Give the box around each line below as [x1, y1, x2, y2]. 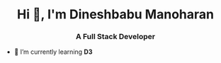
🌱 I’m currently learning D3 [13, 47, 93, 56]
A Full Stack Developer [75, 32, 156, 42]
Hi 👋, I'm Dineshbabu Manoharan [16, 6, 215, 23]
